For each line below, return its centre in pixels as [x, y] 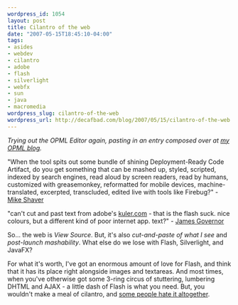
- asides [20, 47]
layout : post [27, 21]
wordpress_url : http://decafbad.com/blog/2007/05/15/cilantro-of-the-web [119, 120]
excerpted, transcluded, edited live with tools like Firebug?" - [129, 192]
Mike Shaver [26, 200]
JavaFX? [20, 249]
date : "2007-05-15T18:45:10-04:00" [60, 34]
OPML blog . [25, 148]
